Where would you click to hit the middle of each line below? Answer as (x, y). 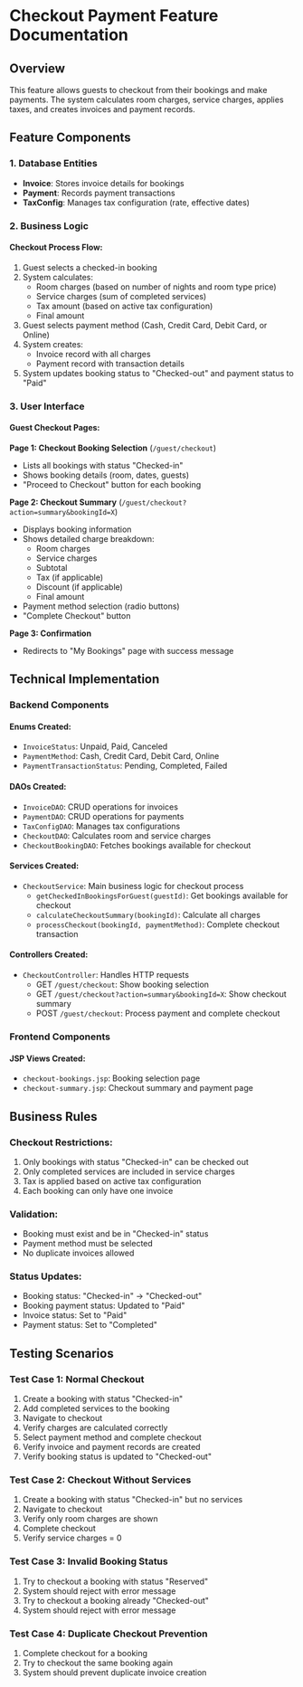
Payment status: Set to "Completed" (90, 1325)
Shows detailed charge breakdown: (89, 538)
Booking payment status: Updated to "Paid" (104, 1306)
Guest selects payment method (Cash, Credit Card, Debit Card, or (145, 325)
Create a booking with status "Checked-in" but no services (133, 1500)
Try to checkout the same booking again (98, 1663)
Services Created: (44, 866)
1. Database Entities (53, 164)
